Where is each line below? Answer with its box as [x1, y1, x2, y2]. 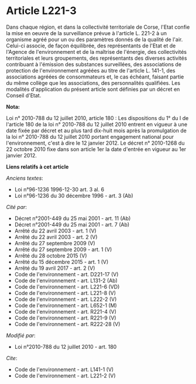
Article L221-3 [6, 4, 77, 18]
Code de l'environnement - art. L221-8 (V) [14, 289, 116, 296]
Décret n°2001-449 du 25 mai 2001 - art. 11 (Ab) [14, 215, 131, 222]
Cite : [6, 354, 18, 361]
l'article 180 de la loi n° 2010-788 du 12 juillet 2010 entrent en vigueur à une [6, 121, 188, 128]
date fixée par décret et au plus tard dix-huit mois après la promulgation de [6, 127, 187, 134]
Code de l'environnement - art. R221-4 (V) [14, 308, 117, 315]
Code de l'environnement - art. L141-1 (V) [14, 366, 114, 373]
